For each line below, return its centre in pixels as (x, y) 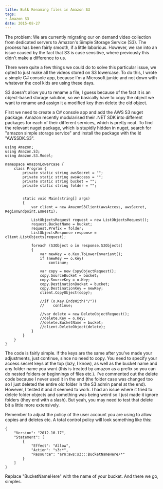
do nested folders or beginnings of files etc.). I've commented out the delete (81, 374)
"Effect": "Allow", (51, 446)
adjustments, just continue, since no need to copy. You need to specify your (81, 358)
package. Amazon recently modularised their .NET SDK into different (74, 117)
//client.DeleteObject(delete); (72, 327)
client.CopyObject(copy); (66, 293)
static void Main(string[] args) (56, 199)
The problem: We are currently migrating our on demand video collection (78, 37)
